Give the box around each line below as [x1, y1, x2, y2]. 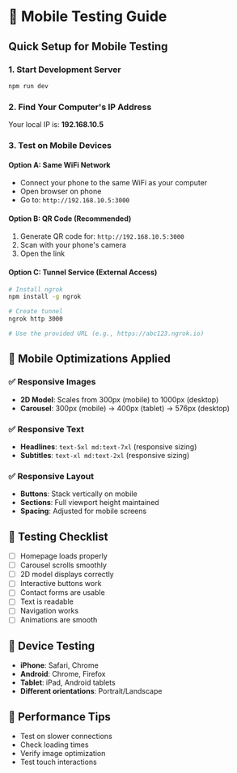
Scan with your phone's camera [19, 240, 127, 250]
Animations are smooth [19, 615, 98, 625]
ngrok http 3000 [8, 315, 63, 323]
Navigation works [19, 606, 79, 616]
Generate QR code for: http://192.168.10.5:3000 [19, 231, 184, 241]
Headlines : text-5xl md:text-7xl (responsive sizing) [19, 441, 197, 452]
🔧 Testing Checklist [8, 529, 108, 543]
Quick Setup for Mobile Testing [8, 40, 168, 53]
